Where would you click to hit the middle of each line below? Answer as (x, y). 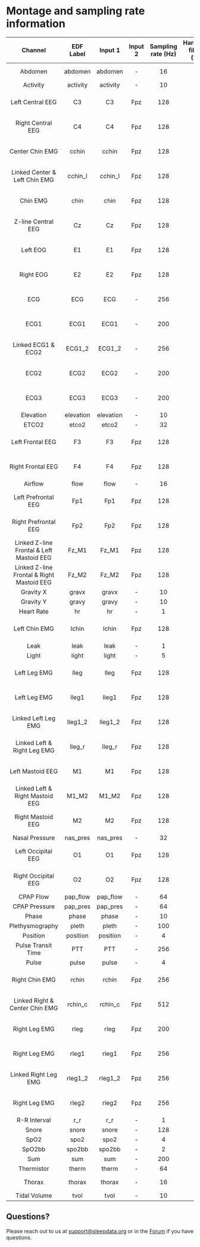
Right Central (34, 122)
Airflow (34, 483)
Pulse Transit (34, 945)
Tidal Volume (34, 1195)
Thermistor (34, 1168)
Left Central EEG (34, 102)
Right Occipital (34, 875)
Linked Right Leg (34, 1074)
